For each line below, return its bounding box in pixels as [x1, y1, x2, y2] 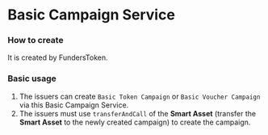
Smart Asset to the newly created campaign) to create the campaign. [19, 117, 251, 127]
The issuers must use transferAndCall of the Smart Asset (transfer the [19, 108, 256, 118]
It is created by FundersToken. [7, 53, 108, 62]
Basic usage [7, 73, 57, 84]
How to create [7, 35, 64, 46]
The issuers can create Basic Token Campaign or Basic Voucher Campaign [19, 91, 261, 101]
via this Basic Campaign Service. [19, 99, 129, 110]
